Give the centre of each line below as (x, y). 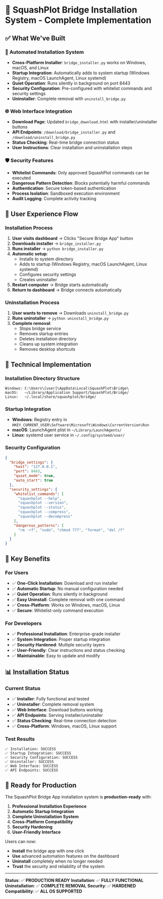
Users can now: (21, 842)
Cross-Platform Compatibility (42, 822)
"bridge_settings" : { (31, 462)
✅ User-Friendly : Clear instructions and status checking (68, 650)
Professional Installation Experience (49, 806)
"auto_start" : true (33, 480)
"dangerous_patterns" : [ (39, 526)
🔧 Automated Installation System (44, 52)
